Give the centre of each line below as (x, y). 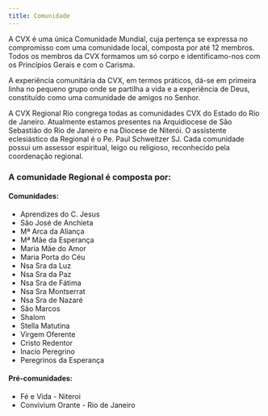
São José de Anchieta (57, 222)
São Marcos (40, 309)
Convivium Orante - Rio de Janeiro (77, 405)
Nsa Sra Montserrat (53, 291)
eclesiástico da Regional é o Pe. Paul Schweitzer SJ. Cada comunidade (126, 139)
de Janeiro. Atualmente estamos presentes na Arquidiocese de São (120, 121)
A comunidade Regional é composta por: (90, 177)
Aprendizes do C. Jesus (60, 214)
